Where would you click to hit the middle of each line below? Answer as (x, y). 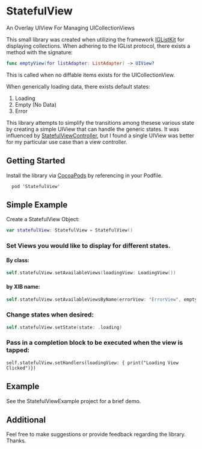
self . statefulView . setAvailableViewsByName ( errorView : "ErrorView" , (94, 300)
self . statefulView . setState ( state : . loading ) (64, 327)
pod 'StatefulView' (36, 186)
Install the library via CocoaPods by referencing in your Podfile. (84, 175)
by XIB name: (23, 286)
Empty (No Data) (36, 104)
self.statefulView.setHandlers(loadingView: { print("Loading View (93, 363)
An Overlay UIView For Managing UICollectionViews (71, 28)
